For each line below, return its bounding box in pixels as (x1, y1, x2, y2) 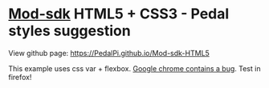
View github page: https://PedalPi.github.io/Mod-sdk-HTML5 (8, 48, 210, 58)
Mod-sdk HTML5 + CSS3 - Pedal (8, 5, 230, 23)
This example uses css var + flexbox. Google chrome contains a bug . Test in (8, 63, 261, 73)
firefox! (8, 72, 32, 82)
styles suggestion (8, 22, 131, 40)
